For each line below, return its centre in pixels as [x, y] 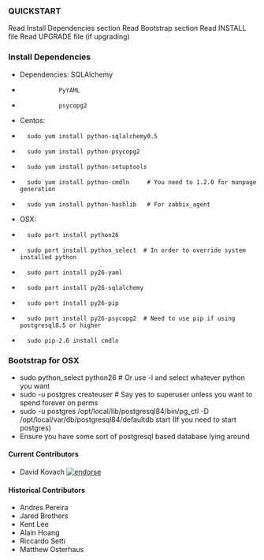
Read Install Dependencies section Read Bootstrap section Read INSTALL [127, 28]
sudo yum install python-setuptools [87, 167]
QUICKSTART [35, 11]
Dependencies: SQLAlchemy [66, 74]
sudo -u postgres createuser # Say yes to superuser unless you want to [136, 394]
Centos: [32, 120]
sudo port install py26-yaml [75, 272]
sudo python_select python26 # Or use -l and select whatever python [132, 378]
